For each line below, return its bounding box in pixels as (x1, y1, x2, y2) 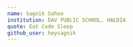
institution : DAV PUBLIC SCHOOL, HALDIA (7, 17, 127, 23)
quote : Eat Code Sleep (7, 23, 73, 30)
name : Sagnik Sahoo (7, 10, 64, 17)
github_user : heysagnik (7, 29, 77, 37)
